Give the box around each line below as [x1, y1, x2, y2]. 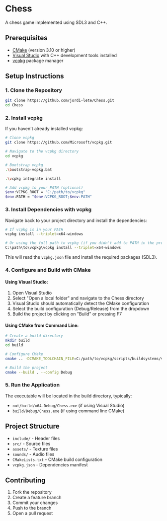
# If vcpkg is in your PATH [5, 227, 64, 232]
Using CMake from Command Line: [5, 322, 79, 328]
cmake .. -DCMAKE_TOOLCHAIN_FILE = [5, 356, 77, 361]
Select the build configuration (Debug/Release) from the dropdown [12, 306, 150, 312]
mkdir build [5, 338, 30, 343]
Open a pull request [12, 510, 53, 517]
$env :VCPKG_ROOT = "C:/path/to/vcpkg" [5, 190, 85, 195]
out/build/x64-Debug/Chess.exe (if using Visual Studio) [12, 402, 125, 408]
